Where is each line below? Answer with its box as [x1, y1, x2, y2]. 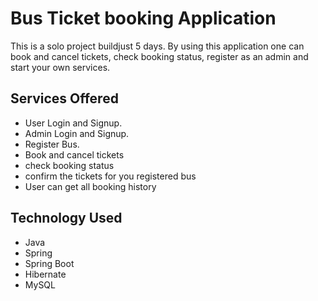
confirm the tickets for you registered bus [24, 170, 197, 182]
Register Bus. [24, 138, 80, 150]
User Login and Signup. [24, 117, 123, 129]
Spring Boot [24, 257, 75, 269]
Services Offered [10, 90, 119, 107]
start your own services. [10, 61, 111, 73]
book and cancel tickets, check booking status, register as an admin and [10, 50, 309, 62]
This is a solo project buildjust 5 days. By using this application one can [10, 40, 305, 52]
